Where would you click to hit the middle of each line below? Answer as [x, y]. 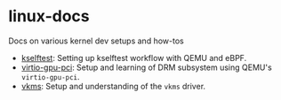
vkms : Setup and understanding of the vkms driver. [113, 86]
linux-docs [49, 16]
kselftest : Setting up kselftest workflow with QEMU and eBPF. [134, 58]
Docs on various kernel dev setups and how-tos [96, 41]
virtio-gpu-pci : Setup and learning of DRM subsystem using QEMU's [146, 67]
